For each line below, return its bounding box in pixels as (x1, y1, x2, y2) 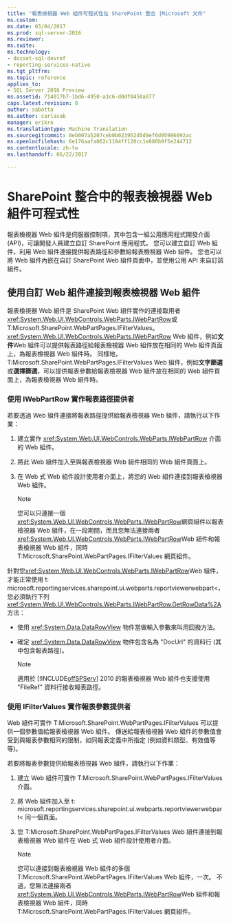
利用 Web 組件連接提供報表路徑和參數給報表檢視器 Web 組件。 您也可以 (19, 247, 222, 256)
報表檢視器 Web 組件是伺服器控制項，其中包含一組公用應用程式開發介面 (7, 230, 210, 238)
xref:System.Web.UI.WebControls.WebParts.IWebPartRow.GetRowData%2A (7, 600, 222, 608)
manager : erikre (7, 119, 54, 126)
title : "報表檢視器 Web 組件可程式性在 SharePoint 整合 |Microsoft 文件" (7, 10, 206, 17)
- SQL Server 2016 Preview (7, 87, 85, 94)
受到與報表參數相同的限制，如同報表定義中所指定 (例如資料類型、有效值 (7, 736, 210, 744)
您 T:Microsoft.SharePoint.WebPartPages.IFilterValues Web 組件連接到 (16, 828, 217, 836)
